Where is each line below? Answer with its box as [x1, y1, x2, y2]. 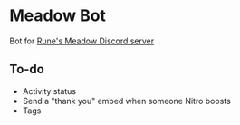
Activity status [22, 85, 77, 96]
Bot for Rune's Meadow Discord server [9, 35, 155, 46]
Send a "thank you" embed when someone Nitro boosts [22, 95, 231, 106]
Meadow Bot [9, 5, 107, 26]
